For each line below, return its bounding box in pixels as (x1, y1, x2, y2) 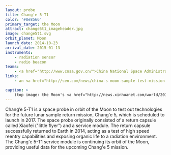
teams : (5, 64, 19, 69)
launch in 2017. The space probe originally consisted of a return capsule (5, 117, 156, 123)
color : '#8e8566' (5, 17, 42, 22)
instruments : (5, 50, 33, 55)
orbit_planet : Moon (5, 36, 47, 41)
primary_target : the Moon (5, 21, 60, 27)
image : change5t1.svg (5, 31, 51, 36)
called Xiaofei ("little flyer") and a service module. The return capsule (5, 122, 151, 129)
